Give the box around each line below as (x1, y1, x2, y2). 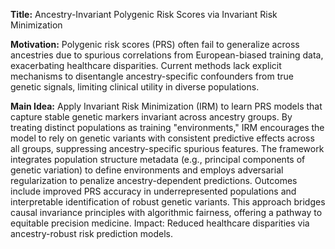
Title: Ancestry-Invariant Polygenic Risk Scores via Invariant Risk (10, 9, 278, 20)
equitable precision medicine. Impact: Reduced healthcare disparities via (10, 217, 310, 229)
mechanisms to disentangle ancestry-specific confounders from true (10, 70, 294, 82)
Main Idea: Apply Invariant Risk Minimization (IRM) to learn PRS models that (10, 100, 323, 112)
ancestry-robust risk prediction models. (10, 228, 174, 239)
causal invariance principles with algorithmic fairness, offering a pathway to (10, 207, 323, 218)
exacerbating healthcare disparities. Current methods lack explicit (10, 60, 282, 71)
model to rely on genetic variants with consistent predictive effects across (10, 132, 315, 144)
